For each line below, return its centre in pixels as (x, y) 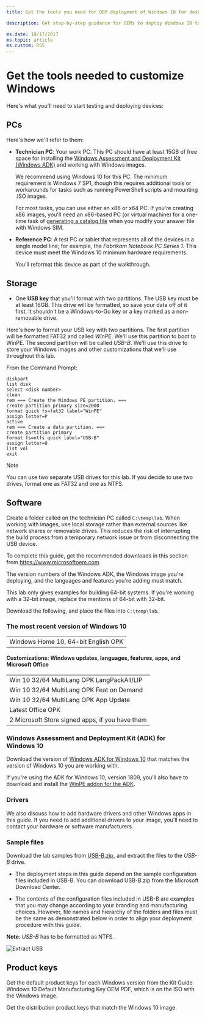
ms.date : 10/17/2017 (33, 34)
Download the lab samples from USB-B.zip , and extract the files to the (95, 855)
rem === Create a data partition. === (56, 427)
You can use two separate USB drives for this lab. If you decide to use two (100, 477)
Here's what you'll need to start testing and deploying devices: (85, 106)
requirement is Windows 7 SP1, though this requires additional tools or (103, 183)
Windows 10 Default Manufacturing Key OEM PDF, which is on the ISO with (100, 989)
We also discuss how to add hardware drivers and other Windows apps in (99, 813)
